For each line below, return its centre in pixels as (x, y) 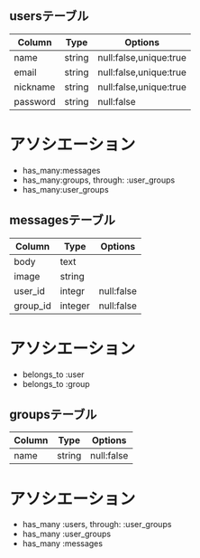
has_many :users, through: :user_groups (97, 525)
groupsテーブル (53, 414)
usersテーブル (49, 16)
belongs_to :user (53, 374)
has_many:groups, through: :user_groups (99, 180)
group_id (32, 306)
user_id (29, 290)
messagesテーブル (62, 220)
